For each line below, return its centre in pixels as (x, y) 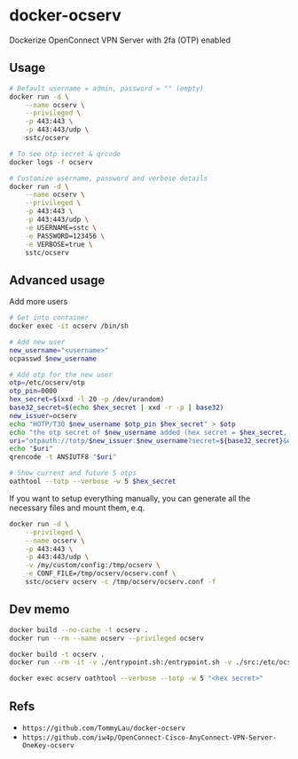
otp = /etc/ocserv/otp (47, 383)
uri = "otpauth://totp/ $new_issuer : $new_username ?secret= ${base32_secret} (146, 440)
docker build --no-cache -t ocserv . (79, 630)
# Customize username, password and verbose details (109, 178)
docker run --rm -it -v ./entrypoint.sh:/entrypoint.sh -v (121, 662)
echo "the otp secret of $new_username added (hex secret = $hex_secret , (149, 432)
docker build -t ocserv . (57, 654)
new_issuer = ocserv (43, 415)
